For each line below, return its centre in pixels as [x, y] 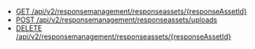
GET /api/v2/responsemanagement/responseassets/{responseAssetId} [131, 11]
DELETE [29, 28]
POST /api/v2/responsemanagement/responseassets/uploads [116, 20]
